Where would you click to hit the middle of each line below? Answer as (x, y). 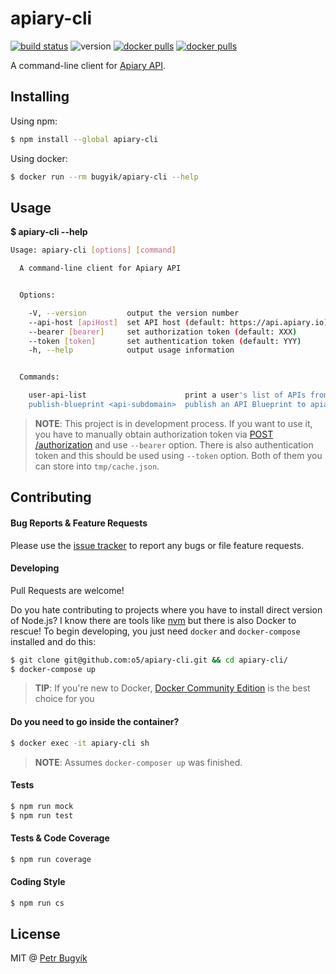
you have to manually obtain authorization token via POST (154, 434)
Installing (40, 97)
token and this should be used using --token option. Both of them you (178, 455)
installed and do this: (53, 641)
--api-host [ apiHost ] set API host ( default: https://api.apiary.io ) (178, 322)
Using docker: (39, 158)
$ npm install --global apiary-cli (84, 139)
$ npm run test (42, 815)
